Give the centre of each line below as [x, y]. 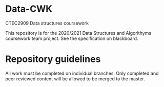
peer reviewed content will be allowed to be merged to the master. [75, 79]
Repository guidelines [53, 59]
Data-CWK [29, 9]
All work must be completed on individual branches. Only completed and [82, 73]
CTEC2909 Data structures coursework [47, 23]
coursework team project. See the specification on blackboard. [72, 38]
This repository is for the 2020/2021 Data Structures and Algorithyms [78, 33]
